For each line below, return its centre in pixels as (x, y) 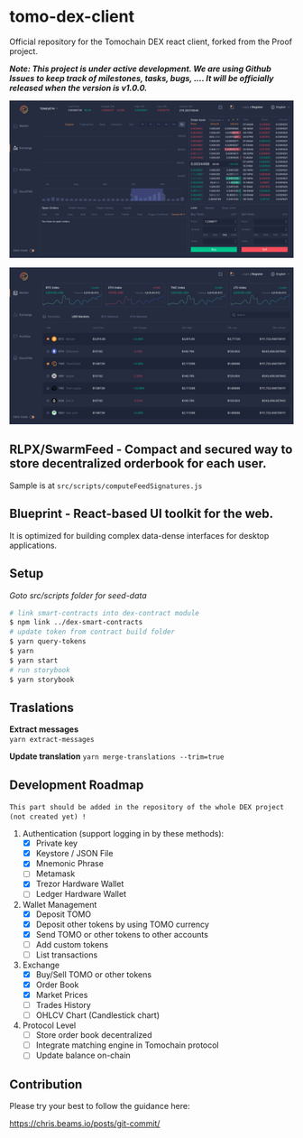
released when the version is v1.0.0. (78, 88)
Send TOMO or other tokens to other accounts (122, 934)
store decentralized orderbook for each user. (138, 463)
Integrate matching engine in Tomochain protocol (127, 1045)
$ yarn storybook (42, 680)
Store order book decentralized (94, 1035)
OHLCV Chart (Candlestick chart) (98, 1015)
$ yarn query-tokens (48, 642)
